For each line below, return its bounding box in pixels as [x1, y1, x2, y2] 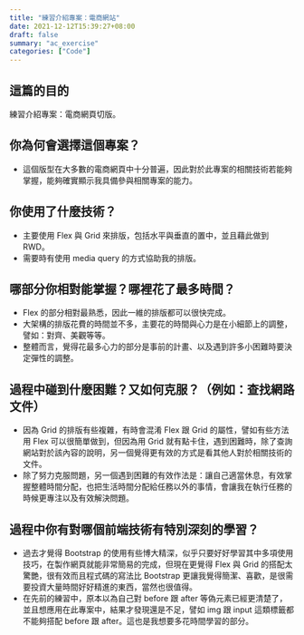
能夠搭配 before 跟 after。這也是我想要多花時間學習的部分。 [30, 616, 254, 626]
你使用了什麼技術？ [9, 204, 117, 220]
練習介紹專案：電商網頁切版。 [9, 108, 120, 119]
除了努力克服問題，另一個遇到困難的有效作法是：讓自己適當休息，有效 [22, 470, 285, 481]
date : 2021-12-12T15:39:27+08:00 [9, 22, 136, 31]
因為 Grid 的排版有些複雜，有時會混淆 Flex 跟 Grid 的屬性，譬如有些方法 [22, 425, 290, 435]
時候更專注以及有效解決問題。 [22, 493, 134, 503]
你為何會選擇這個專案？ [9, 138, 140, 153]
